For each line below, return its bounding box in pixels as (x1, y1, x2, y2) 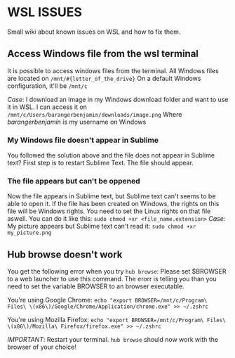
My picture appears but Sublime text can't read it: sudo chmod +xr (7, 222, 196, 231)
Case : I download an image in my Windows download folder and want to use (7, 95, 229, 103)
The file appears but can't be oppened (7, 176, 140, 186)
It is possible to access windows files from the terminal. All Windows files (7, 66, 219, 75)
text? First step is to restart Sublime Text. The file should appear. (7, 159, 194, 167)
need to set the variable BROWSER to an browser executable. (7, 282, 184, 290)
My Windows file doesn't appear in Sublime (7, 135, 159, 145)
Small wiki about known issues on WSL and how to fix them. (7, 27, 181, 36)
